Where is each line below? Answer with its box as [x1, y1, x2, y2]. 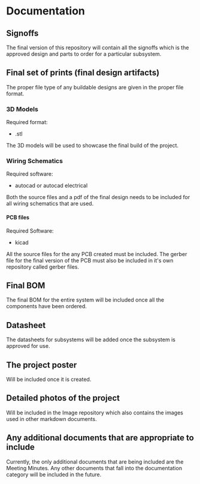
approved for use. [6, 342, 50, 350]
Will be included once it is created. [6, 376, 92, 383]
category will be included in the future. [6, 471, 102, 478]
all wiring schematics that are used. [6, 200, 94, 208]
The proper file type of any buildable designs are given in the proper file [6, 83, 184, 91]
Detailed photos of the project [6, 393, 120, 403]
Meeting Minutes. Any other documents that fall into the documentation [6, 464, 183, 471]
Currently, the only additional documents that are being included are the [6, 458, 184, 465]
